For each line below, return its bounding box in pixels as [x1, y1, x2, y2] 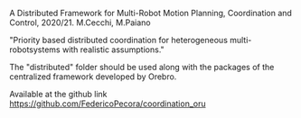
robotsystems [9, 44, 61, 55]
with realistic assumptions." [61, 44, 165, 55]
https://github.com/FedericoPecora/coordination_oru [9, 98, 206, 109]
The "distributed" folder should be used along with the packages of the [9, 62, 275, 72]
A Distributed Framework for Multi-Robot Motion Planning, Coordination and [9, 8, 292, 18]
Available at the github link [9, 89, 108, 99]
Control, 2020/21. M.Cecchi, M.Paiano [9, 17, 151, 28]
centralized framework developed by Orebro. [9, 71, 177, 82]
